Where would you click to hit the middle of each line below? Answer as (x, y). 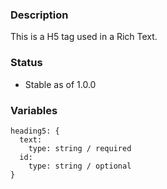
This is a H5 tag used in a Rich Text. (84, 37)
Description (39, 15)
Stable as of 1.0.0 (60, 84)
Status (26, 63)
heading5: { (35, 131)
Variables (34, 110)
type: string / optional (80, 166)
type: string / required (80, 148)
